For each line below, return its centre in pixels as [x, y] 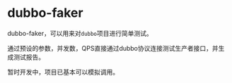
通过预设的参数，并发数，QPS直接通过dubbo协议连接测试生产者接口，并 [113, 48]
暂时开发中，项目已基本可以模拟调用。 [63, 72]
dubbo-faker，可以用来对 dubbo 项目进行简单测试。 [80, 33]
